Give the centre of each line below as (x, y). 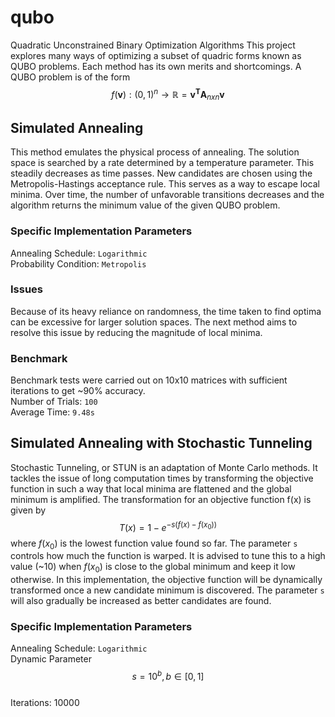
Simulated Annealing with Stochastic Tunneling (161, 443)
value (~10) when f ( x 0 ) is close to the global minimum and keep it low (153, 568)
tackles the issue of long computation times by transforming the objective (162, 478)
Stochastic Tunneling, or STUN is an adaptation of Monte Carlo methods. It (164, 467)
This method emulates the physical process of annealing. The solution (155, 152)
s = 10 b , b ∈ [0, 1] (168, 676)
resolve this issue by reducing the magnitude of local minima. (136, 332)
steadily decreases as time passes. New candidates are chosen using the (161, 173)
